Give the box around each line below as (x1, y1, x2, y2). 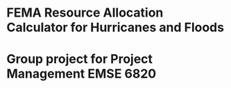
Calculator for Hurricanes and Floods (6, 19, 225, 35)
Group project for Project (6, 51, 153, 67)
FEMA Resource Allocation (6, 5, 164, 21)
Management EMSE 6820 (6, 66, 157, 82)
